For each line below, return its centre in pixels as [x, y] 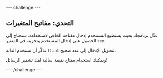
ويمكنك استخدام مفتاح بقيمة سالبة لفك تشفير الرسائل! [57, 60]
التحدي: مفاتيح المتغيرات [40, 23]
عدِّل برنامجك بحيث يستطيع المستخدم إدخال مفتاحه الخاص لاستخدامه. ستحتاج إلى [82, 35]
